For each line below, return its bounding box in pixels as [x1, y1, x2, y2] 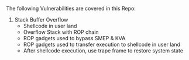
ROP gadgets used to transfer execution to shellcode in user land [23, 41, 180, 48]
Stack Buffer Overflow [14, 16, 68, 23]
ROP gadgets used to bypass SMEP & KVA [23, 35, 126, 41]
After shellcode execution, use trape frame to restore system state [23, 47, 183, 54]
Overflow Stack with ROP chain [23, 29, 99, 36]
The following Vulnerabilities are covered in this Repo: [6, 5, 136, 12]
